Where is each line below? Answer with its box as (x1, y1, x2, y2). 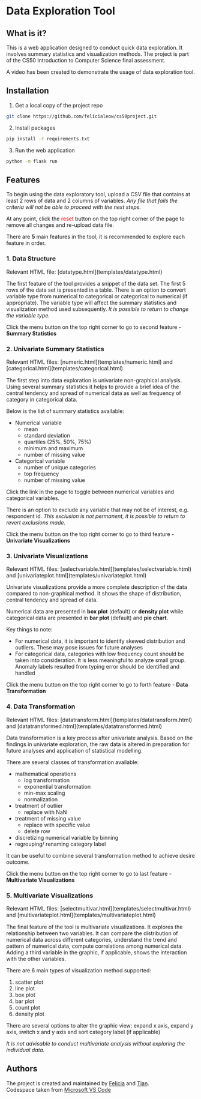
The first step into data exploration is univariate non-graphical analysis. (6, 376, 182, 384)
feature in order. (6, 239, 46, 247)
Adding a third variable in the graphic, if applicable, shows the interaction (6, 948, 187, 956)
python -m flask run (6, 158, 58, 164)
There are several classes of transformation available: (6, 759, 139, 766)
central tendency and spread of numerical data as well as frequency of (6, 389, 181, 397)
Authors (6, 1064, 38, 1074)
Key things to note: (6, 626, 53, 633)
